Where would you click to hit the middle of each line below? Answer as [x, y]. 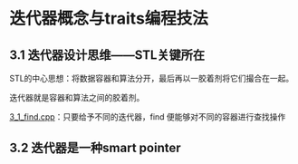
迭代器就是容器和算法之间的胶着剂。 [77, 97]
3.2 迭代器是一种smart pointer [95, 148]
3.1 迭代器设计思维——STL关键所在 [107, 55]
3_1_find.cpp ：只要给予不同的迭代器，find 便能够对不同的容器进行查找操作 [148, 117]
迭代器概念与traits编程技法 [109, 19]
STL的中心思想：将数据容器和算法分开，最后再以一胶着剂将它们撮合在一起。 [152, 78]
